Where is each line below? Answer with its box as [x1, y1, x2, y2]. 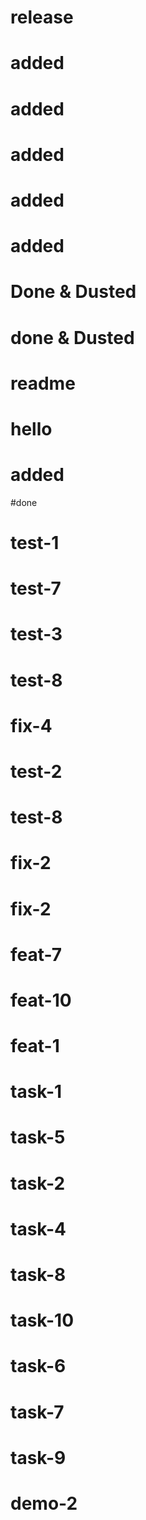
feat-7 [10, 943, 63, 966]
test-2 [10, 760, 63, 783]
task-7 [10, 1401, 65, 1423]
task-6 [10, 1355, 67, 1378]
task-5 [10, 1126, 66, 1149]
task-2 [10, 1172, 66, 1195]
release [10, 6, 74, 29]
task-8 [10, 1264, 67, 1286]
